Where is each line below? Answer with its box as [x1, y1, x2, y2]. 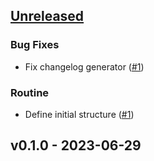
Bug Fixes [10, 38, 60, 52]
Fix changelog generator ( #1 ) [24, 60, 145, 73]
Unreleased [10, 8, 85, 25]
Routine [10, 85, 50, 99]
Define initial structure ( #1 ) [24, 108, 135, 120]
